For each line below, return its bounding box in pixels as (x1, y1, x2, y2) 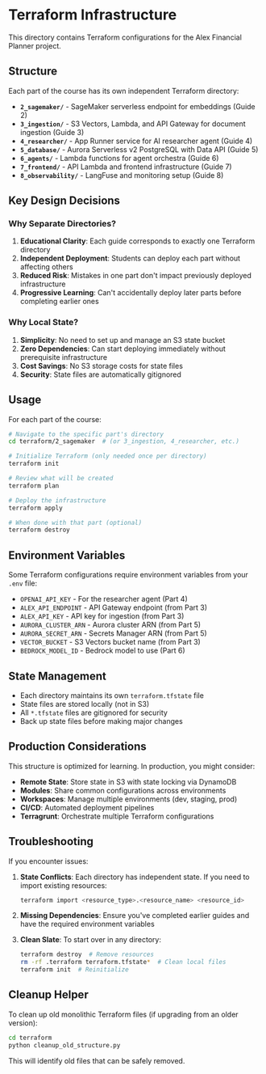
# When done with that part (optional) (8, 518, 143, 526)
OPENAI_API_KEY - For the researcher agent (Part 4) (19, 594, 188, 604)
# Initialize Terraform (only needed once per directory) (8, 452, 207, 460)
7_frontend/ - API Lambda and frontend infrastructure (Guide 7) (19, 162, 232, 171)
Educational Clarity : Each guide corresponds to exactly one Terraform (19, 236, 256, 246)
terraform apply (8, 504, 63, 512)
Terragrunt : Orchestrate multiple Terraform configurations (19, 811, 214, 821)
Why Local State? (8, 317, 79, 328)
